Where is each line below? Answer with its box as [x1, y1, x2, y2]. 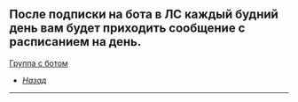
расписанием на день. [9, 34, 142, 49]
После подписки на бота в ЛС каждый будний [9, 7, 279, 22]
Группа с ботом [9, 57, 68, 69]
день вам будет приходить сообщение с [9, 21, 246, 36]
